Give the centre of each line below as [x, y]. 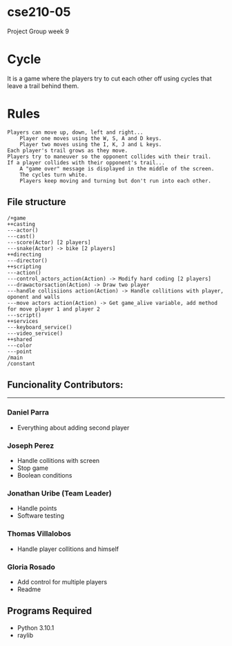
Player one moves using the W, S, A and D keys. [91, 138]
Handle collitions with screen [58, 461]
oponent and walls [33, 297]
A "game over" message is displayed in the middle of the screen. [117, 168]
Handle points [37, 508]
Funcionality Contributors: [65, 385]
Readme [29, 589]
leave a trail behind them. [43, 86]
